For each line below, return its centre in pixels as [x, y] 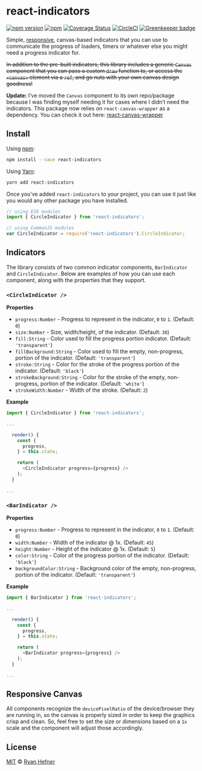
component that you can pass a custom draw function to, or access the [94, 70]
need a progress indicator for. [43, 52]
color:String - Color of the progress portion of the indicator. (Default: [102, 556]
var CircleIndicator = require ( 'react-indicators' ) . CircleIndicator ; [96, 234]
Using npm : [21, 148]
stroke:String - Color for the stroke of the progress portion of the [97, 365]
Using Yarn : [21, 171]
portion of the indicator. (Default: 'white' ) [92, 384]
